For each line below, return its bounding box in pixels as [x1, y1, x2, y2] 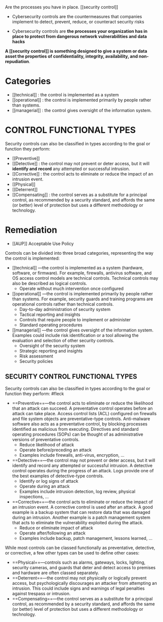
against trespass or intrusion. [12, 590, 71, 596]
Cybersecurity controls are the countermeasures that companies [12, 14, 142, 19]
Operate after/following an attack [19, 530, 86, 536]
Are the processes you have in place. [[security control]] [5, 4, 118, 10]
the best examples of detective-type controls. [12, 473, 104, 479]
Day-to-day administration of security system [19, 306, 111, 312]
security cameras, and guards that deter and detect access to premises [12, 564, 156, 570]
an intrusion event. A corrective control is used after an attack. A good [12, 504, 153, 510]
